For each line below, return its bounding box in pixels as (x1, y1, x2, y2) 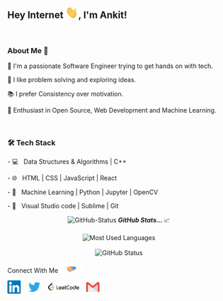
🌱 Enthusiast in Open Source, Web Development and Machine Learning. (7, 106, 217, 115)
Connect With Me (7, 266, 59, 275)
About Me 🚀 (7, 45, 49, 55)
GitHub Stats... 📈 (118, 215, 171, 224)
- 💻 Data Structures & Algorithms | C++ (7, 157, 127, 166)
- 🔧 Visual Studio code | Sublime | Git (7, 201, 119, 210)
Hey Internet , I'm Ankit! (7, 9, 127, 21)
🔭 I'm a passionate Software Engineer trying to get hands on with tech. (7, 62, 214, 70)
